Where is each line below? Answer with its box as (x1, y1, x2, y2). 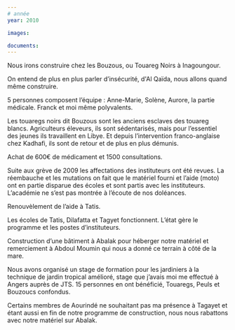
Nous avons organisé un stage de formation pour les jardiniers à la (7, 266, 199, 274)
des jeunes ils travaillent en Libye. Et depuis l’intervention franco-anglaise (7, 132, 220, 140)
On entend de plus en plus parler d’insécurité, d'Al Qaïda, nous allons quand (7, 75, 227, 83)
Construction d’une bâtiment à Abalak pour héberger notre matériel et (7, 237, 209, 245)
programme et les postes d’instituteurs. (7, 224, 121, 232)
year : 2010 (7, 17, 39, 24)
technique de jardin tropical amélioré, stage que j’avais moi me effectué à (7, 273, 219, 281)
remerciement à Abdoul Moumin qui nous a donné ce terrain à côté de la (7, 245, 217, 253)
